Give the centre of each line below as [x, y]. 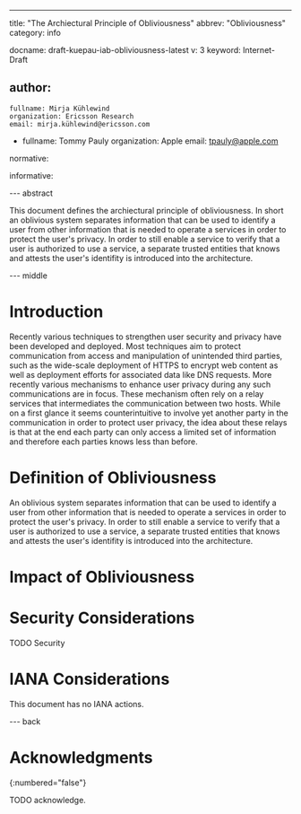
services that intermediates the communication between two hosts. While [145, 403]
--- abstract [31, 193]
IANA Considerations [90, 679]
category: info [35, 33]
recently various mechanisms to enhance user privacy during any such [140, 384]
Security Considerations [102, 618]
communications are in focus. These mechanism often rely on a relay [137, 394]
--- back [25, 721]
